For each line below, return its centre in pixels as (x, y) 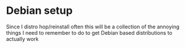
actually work (23, 39)
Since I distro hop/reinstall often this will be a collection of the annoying (93, 27)
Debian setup (39, 11)
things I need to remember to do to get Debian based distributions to (89, 32)
